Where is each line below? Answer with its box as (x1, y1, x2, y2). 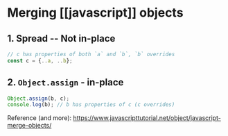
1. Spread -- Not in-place (7, 33, 116, 44)
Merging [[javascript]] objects (7, 5, 184, 21)
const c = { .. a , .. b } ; (7, 57, 73, 64)
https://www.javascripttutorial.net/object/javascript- (73, 114, 222, 122)
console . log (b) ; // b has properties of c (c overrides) (7, 101, 175, 108)
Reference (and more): (7, 114, 72, 122)
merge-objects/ (7, 121, 52, 130)
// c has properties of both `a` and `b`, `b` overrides (7, 51, 175, 58)
